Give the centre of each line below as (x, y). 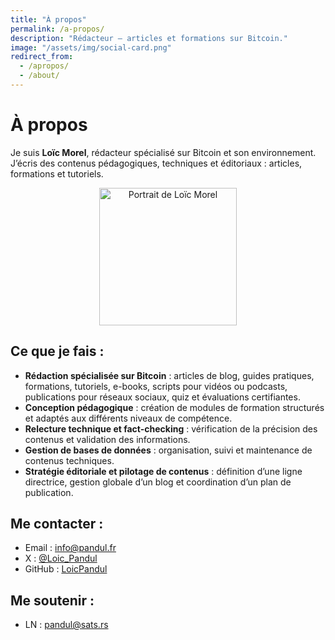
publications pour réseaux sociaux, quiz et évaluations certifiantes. (162, 397)
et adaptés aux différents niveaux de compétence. (128, 418)
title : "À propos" (48, 19)
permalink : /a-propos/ (57, 29)
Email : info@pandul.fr (70, 548)
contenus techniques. (69, 460)
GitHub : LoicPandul (66, 569)
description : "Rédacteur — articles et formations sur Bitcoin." (149, 38)
